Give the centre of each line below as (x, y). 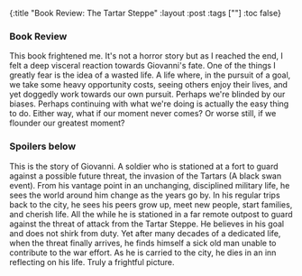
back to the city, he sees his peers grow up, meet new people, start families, (151, 204)
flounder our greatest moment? (67, 123)
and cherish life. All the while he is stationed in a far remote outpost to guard (151, 214)
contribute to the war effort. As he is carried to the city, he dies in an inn (143, 253)
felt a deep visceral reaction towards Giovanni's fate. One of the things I (143, 66)
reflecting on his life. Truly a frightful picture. (92, 262)
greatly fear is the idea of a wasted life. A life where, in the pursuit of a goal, (150, 75)
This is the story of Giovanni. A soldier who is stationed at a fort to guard (144, 166)
